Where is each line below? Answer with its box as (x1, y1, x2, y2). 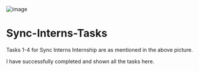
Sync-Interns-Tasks (6, 27, 108, 40)
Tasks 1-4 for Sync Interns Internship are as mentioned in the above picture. (6, 46, 193, 53)
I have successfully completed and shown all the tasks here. (6, 57, 155, 65)
